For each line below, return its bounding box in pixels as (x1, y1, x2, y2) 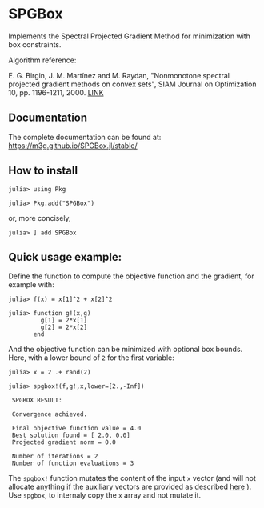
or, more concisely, (8, 213, 71, 222)
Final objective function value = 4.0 (11, 425, 142, 433)
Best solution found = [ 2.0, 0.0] (11, 431, 130, 440)
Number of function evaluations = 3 (11, 459, 134, 468)
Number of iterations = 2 (11, 453, 98, 461)
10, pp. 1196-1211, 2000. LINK (8, 87, 104, 97)
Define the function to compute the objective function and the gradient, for (8, 271, 254, 281)
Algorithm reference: (8, 55, 77, 65)
